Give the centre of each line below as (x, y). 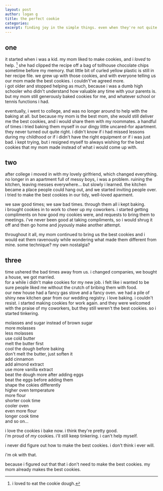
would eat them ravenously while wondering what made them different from (81, 240)
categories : (17, 23)
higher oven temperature (30, 390)
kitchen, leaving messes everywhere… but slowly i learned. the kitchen (76, 185)
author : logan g (21, 14)
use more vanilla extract (29, 370)
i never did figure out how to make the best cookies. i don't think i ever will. (80, 445)
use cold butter (20, 338)
